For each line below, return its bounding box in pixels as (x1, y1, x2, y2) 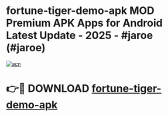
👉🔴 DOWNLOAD (6, 82, 90, 95)
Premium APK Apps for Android (6, 16, 163, 30)
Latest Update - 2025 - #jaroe (6, 29, 153, 42)
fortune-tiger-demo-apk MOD (6, 4, 155, 17)
